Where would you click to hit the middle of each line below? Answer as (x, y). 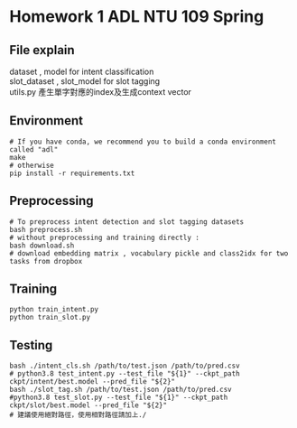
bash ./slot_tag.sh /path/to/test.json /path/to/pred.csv (121, 390)
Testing (31, 345)
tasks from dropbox (46, 261)
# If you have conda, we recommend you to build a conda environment (143, 142)
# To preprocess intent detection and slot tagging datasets (127, 222)
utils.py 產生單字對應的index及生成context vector (101, 92)
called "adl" (34, 149)
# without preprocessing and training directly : (105, 237)
